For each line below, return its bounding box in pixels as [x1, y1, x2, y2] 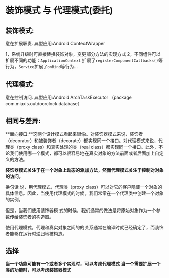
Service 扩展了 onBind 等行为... [18, 64, 78, 69]
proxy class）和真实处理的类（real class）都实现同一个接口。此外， [18, 144, 159, 150]
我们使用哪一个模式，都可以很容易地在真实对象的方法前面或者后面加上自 [9, 150, 159, 156]
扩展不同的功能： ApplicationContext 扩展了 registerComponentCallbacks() [5, 57, 159, 63]
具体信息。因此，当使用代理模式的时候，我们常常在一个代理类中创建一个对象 [5, 190, 164, 196]
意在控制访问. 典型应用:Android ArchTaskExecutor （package [5, 94, 132, 100]
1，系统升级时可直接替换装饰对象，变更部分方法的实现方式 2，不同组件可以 [5, 51, 161, 57]
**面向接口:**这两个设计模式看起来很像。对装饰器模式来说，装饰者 [5, 131, 143, 137]
